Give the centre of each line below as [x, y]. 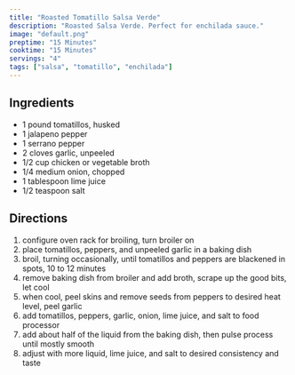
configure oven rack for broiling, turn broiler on [108, 240]
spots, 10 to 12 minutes [64, 268]
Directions [39, 219]
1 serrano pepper [53, 143]
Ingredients [42, 103]
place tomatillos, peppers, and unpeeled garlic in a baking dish [137, 249]
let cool [36, 287]
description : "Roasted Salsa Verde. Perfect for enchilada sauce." [137, 26]
